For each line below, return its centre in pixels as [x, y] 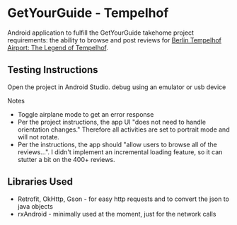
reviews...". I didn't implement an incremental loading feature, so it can [120, 152]
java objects [35, 206]
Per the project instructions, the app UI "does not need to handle [112, 122]
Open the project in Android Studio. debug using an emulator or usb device [117, 87]
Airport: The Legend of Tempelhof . [58, 47]
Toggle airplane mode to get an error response [86, 114]
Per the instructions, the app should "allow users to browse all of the [117, 144]
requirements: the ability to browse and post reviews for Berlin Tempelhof [114, 40]
